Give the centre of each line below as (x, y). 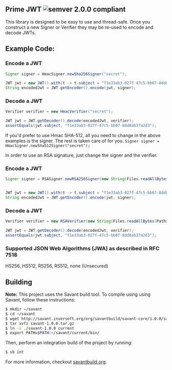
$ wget (12, 319)
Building (19, 282)
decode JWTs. (21, 32)
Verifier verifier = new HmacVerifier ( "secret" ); (59, 112)
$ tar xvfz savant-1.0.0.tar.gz (40, 323)
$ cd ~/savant (20, 314)
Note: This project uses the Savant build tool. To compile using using (78, 294)
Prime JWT (24, 9)
